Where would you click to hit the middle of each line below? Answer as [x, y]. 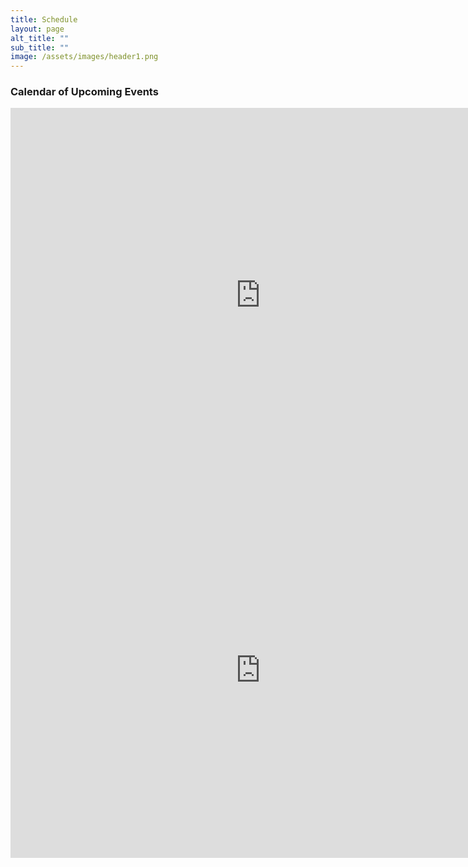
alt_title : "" [40, 38]
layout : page [37, 29]
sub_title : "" [40, 47]
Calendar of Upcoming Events [84, 92]
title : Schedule [44, 19]
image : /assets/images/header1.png [84, 57]
